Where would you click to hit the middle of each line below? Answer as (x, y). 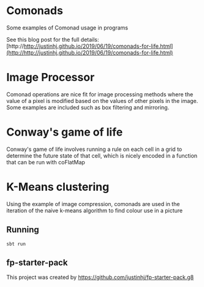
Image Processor (51, 78)
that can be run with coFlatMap (46, 162)
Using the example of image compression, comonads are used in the (93, 204)
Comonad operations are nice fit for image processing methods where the (100, 94)
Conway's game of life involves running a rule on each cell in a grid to (94, 149)
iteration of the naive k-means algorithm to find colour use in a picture (94, 210)
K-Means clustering (58, 187)
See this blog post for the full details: (53, 39)
